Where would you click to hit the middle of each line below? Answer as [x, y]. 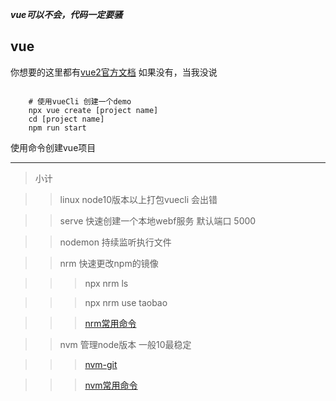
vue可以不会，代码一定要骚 [66, 14]
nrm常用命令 [110, 323]
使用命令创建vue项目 [53, 147]
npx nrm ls [106, 283]
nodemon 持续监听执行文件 [115, 242]
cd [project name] [66, 119]
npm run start [57, 128]
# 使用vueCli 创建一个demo [80, 101]
